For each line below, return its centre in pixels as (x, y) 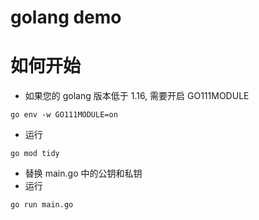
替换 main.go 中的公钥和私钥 (83, 173)
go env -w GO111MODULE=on (64, 115)
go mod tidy (35, 154)
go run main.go (42, 205)
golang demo (66, 17)
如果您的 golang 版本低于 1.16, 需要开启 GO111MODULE (137, 96)
